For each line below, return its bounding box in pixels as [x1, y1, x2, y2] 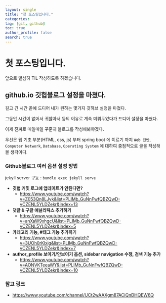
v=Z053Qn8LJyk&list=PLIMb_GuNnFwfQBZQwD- [19, 196, 120, 202]
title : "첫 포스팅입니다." [5, 12, 53, 17]
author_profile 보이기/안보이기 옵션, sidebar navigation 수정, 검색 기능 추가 [12, 251, 161, 257]
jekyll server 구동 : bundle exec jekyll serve [5, 174, 96, 181]
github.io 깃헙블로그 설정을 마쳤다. [5, 91, 106, 100]
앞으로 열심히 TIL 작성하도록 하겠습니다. [5, 75, 82, 81]
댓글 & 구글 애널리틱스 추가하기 [12, 207, 72, 213]
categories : [5, 16, 30, 21]
